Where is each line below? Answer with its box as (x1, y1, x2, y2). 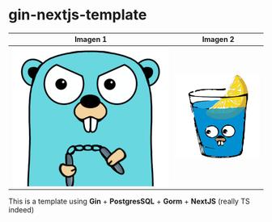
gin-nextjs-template (8, 6, 147, 24)
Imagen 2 (202, 35, 235, 44)
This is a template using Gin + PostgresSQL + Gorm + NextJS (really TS (8, 196, 250, 207)
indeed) (8, 205, 35, 215)
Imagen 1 (74, 35, 108, 44)
